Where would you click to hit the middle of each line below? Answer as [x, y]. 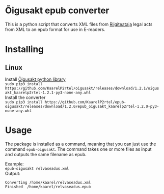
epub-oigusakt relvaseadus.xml [37, 168]
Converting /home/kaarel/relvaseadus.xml [48, 182]
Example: [14, 164]
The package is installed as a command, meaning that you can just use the [81, 144]
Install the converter [25, 97]
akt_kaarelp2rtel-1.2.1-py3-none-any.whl [48, 93]
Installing [25, 49]
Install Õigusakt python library [35, 79]
